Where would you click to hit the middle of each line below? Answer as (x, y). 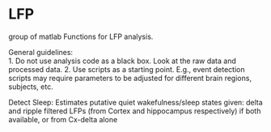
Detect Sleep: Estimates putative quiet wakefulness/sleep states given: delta (135, 102)
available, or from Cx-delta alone (63, 119)
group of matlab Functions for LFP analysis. (81, 36)
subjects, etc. (31, 87)
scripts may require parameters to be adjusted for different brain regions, (130, 78)
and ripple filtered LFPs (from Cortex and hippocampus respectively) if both (135, 111)
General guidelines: (41, 52)
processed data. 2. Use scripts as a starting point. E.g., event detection (127, 69)
